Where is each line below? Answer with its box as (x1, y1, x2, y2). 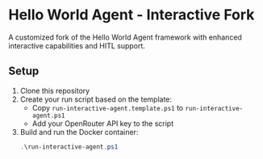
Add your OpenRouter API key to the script (31, 119, 174, 128)
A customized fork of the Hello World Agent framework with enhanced (8, 32, 242, 42)
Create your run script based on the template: (19, 94, 172, 104)
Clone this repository (19, 86, 90, 95)
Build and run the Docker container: (19, 127, 139, 136)
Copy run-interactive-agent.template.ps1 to (31, 103, 184, 112)
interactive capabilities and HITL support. (8, 40, 145, 50)
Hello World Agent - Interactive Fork (8, 6, 255, 24)
